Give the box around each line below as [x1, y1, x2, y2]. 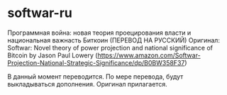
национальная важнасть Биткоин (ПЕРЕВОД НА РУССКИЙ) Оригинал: [7, 35, 220, 44]
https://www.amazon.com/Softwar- [97, 51, 201, 60]
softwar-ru [7, 5, 73, 21]
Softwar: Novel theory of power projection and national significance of [7, 43, 213, 52]
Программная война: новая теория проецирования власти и [7, 28, 192, 37]
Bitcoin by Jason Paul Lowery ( [7, 51, 98, 60]
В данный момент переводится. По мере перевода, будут [7, 72, 184, 81]
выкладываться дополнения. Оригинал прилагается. [7, 79, 168, 88]
